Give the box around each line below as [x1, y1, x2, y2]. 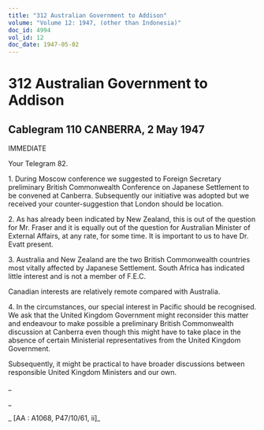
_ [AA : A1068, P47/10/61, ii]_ [8, 413, 101, 423]
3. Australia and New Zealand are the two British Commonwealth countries [8, 255, 251, 265]
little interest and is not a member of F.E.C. [8, 272, 147, 281]
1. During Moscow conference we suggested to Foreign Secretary [8, 174, 222, 183]
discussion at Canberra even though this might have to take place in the [8, 328, 242, 337]
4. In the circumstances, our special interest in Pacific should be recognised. [8, 302, 257, 312]
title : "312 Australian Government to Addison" [8, 11, 168, 20]
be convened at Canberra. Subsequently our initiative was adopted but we [8, 191, 250, 201]
